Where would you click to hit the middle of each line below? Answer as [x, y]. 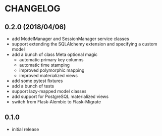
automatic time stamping [44, 65]
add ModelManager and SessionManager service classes [70, 39]
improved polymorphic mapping [52, 70]
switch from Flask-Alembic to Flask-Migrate [56, 102]
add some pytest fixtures [37, 81]
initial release [25, 129]
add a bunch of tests [33, 86]
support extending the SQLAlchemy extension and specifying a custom [84, 44]
